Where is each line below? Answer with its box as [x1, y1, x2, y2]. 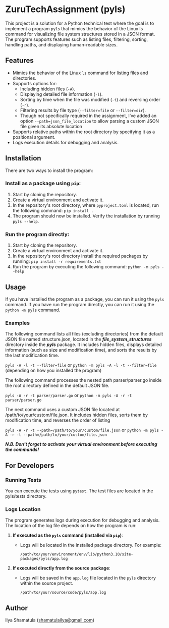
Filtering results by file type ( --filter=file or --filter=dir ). [20, 107, 146, 113]
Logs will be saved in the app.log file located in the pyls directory [20, 575, 156, 581]
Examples [5, 319, 30, 326]
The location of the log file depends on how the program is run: [5, 523, 137, 529]
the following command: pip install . [12, 207, 94, 213]
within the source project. [20, 580, 74, 586]
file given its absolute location [20, 123, 82, 129]
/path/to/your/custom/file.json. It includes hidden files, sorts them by [5, 412, 148, 418]
